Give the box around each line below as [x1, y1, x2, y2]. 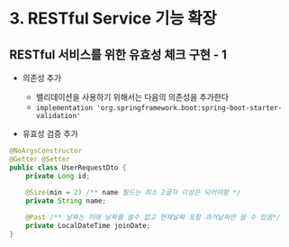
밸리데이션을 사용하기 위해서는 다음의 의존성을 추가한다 [35, 92, 230, 102]
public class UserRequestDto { [9, 163, 127, 172]
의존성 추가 [22, 73, 62, 83]
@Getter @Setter [9, 154, 70, 163]
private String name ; [25, 197, 106, 206]
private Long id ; [25, 171, 91, 180]
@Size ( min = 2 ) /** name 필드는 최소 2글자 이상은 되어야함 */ [25, 188, 241, 197]
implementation [35, 104, 93, 113]
